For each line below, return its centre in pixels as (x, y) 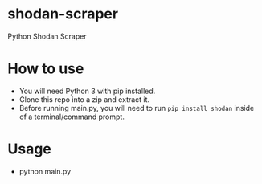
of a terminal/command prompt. (72, 117)
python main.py (45, 171)
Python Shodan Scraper (47, 36)
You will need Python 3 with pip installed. (87, 91)
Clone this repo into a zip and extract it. (84, 99)
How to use (46, 69)
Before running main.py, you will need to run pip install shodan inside (137, 108)
